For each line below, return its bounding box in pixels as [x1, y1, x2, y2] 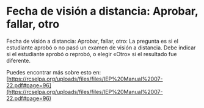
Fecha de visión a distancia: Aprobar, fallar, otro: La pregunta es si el [6, 37, 179, 45]
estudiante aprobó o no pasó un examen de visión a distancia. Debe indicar [6, 44, 196, 51]
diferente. [6, 57, 31, 64]
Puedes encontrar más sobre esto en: [6, 68, 101, 76]
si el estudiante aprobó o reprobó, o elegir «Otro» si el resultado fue [6, 50, 177, 57]
